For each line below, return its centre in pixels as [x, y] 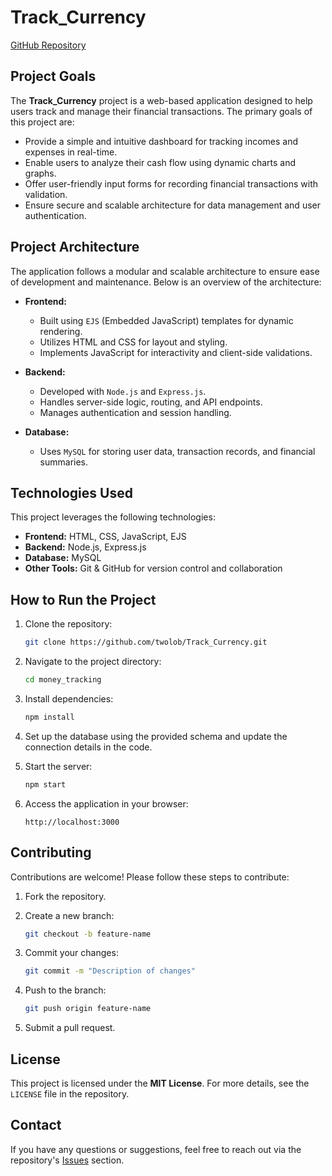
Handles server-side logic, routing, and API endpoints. [151, 402]
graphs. [40, 173]
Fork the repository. [65, 896]
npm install [49, 717]
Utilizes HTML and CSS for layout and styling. [133, 342]
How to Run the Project [83, 599]
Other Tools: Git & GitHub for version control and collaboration [153, 568]
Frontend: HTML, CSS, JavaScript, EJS [105, 537]
